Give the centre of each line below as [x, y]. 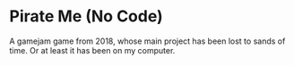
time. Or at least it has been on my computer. [92, 50]
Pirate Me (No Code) [86, 16]
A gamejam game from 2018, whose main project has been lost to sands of [147, 41]
